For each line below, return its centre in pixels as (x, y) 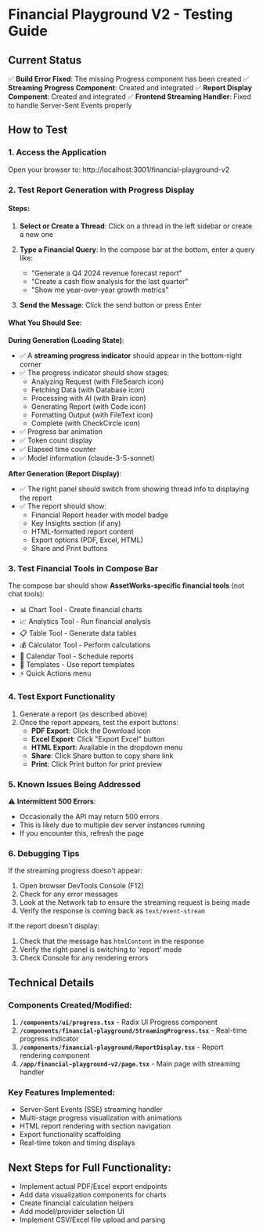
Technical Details (51, 982)
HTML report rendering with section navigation (95, 1126)
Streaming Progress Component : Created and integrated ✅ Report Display (130, 87)
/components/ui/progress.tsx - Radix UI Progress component (118, 1022)
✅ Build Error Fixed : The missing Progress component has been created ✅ (129, 79)
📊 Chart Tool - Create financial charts (81, 610)
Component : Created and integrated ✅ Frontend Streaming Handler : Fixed (130, 97)
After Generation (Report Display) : (65, 474)
